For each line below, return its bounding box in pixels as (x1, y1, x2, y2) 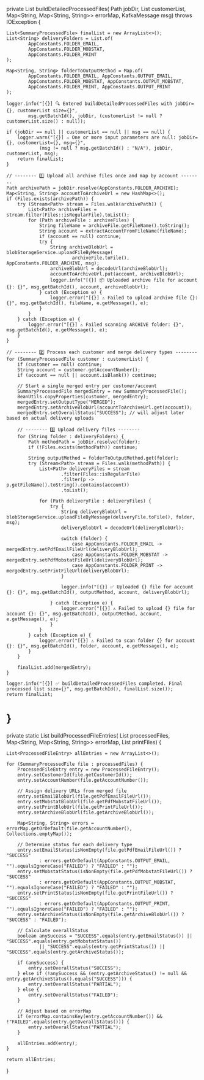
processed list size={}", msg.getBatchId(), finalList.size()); (6, 686, 173, 692)
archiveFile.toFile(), (71, 255, 130, 261)
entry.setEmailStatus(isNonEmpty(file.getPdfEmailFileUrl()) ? (17, 847, 182, 853)
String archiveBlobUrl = (49, 244, 114, 250)
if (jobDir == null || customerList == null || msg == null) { (6, 129, 171, 135)
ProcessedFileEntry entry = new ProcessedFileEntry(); (17, 766, 160, 773)
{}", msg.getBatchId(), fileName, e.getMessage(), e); (6, 300, 149, 306)
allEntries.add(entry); (17, 1040, 78, 1046)
